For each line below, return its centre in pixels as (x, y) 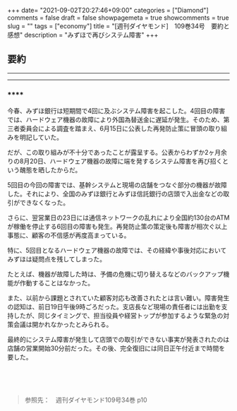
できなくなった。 (44, 203)
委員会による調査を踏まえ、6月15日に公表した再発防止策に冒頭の (114, 129)
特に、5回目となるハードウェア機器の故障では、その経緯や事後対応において (117, 251)
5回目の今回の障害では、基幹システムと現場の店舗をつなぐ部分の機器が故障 (117, 185)
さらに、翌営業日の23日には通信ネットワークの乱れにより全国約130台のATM (119, 218)
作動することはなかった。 (56, 283)
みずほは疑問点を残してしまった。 (57, 259)
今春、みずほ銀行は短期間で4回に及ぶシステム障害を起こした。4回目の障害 (116, 111)
